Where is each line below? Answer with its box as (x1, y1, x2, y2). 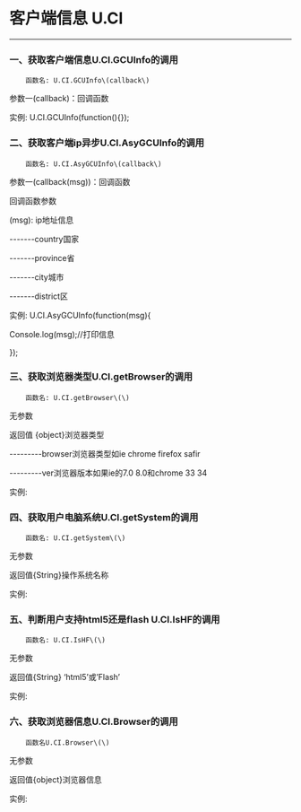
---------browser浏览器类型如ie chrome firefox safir (9, 448, 201, 458)
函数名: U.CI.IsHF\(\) (25, 636, 106, 645)
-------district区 (9, 291, 69, 301)
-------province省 (9, 252, 75, 263)
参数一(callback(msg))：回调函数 (9, 176, 131, 187)
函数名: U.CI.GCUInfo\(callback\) (25, 76, 150, 85)
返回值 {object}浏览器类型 (9, 429, 105, 440)
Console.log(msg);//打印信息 (9, 328, 115, 339)
